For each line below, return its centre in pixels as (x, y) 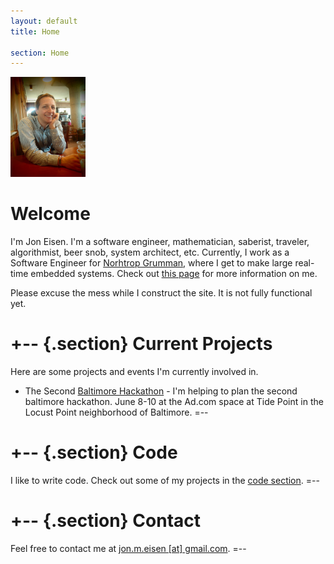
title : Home (35, 31)
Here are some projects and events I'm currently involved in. (134, 372)
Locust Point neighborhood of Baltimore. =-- (116, 412)
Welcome (50, 214)
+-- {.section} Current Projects (141, 344)
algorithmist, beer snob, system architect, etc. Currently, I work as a (150, 252)
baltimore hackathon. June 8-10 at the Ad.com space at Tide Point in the (174, 402)
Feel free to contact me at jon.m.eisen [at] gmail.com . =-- (128, 548)
